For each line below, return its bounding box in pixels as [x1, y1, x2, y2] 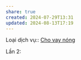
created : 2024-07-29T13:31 [5, 14, 74, 20]
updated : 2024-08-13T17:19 [5, 20, 74, 26]
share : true [5, 8, 36, 15]
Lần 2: [5, 48, 22, 55]
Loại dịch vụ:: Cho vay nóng [5, 37, 76, 44]
